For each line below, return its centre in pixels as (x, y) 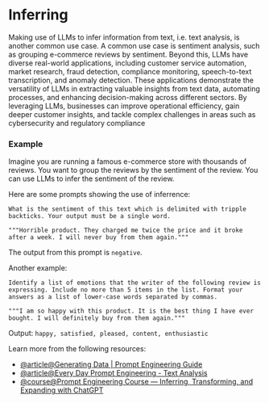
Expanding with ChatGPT (62, 390)
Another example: (38, 268)
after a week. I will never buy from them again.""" (99, 237)
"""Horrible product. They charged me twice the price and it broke (126, 231)
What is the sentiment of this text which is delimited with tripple (128, 209)
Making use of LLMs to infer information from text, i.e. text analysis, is (124, 37)
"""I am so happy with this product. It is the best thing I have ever (131, 311)
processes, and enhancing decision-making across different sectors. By (128, 97)
